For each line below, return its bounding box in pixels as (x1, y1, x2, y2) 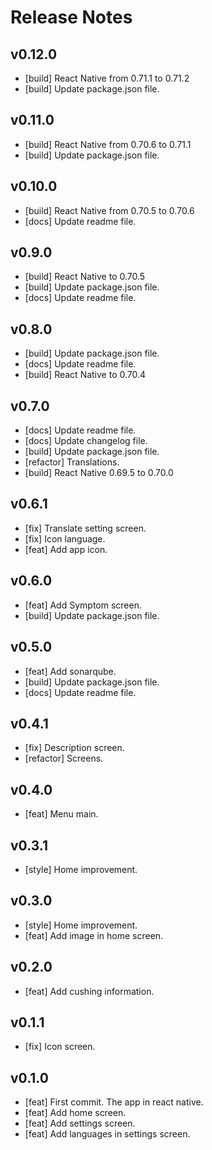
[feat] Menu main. (24, 808, 99, 820)
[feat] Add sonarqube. (24, 665, 117, 677)
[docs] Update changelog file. (24, 435, 148, 447)
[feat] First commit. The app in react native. (24, 1096, 204, 1108)
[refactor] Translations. (24, 456, 120, 468)
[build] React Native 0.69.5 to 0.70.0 (24, 467, 174, 479)
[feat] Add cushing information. (24, 985, 155, 997)
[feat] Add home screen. (24, 1107, 127, 1119)
